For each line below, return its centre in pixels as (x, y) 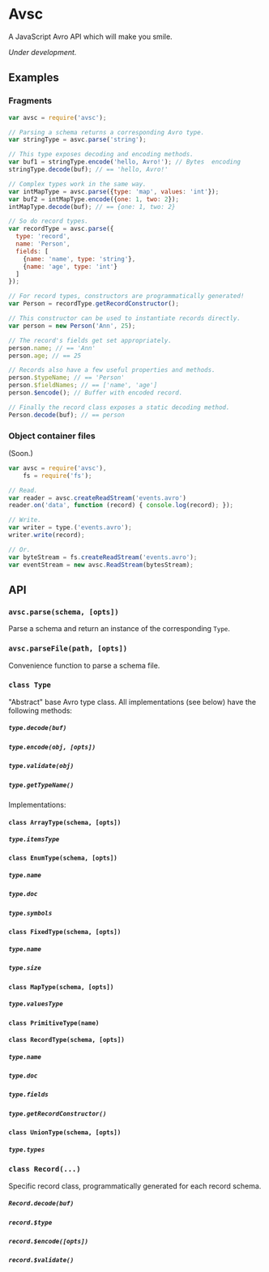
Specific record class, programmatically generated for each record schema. (135, 1186)
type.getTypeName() (41, 785)
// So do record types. (49, 221)
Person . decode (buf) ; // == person (67, 415)
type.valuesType (36, 1004)
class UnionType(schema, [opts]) (65, 1133)
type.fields (28, 1095)
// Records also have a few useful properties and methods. (112, 370)
